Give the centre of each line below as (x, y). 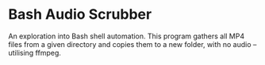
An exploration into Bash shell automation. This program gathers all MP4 (126, 36)
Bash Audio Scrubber (80, 14)
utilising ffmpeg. (35, 52)
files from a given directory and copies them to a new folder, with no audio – (132, 44)
